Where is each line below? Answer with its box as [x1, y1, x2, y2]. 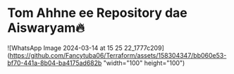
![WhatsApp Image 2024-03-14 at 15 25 [7, 44, 123, 52]
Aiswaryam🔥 [7, 20, 85, 36]
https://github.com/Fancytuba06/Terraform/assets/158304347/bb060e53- [9, 51, 227, 59]
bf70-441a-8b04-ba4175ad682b [7, 58, 102, 67]
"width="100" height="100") [103, 58, 185, 67]
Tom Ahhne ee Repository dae [7, 5, 188, 21]
